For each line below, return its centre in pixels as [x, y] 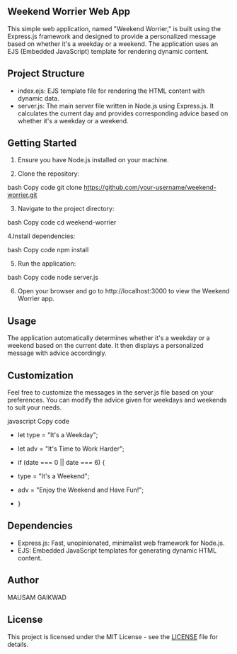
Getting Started [42, 143]
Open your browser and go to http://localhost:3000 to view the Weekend [123, 291]
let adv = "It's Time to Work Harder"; [71, 449]
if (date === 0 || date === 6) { [61, 463]
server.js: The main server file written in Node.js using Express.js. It [116, 106]
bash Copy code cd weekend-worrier [62, 222]
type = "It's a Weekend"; [53, 476]
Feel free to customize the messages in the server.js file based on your [110, 393]
